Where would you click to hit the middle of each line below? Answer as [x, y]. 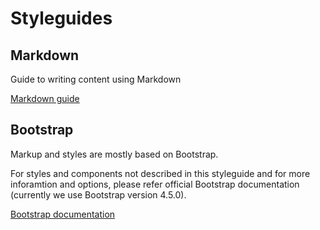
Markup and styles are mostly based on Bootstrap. [114, 154]
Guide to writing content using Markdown [96, 79]
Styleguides [61, 18]
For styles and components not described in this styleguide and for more [160, 173]
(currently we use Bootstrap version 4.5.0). [98, 194]
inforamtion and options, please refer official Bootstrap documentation [155, 184]
